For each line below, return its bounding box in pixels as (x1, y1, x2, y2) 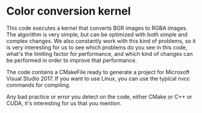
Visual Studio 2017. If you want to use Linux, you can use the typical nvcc (6, 75, 190, 82)
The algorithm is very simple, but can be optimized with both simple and (6, 30, 188, 38)
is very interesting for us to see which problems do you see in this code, (6, 44, 187, 51)
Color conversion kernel (6, 4, 131, 18)
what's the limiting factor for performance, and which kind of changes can (6, 50, 193, 57)
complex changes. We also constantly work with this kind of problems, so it (6, 37, 197, 44)
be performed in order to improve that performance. (6, 56, 137, 64)
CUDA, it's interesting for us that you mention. (6, 99, 122, 107)
